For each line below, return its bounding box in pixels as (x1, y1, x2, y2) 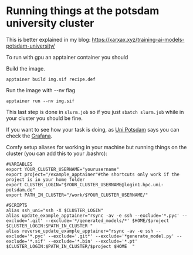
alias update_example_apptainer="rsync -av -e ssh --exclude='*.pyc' (6, 213, 180, 219)
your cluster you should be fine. (6, 115, 83, 122)
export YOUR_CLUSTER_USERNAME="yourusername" (6, 166, 119, 172)
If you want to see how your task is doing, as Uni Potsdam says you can (6, 126, 180, 133)
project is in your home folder (6, 176, 85, 183)
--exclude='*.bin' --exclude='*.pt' (48, 238, 138, 244)
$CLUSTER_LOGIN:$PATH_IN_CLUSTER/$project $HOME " (6, 243, 135, 249)
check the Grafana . (6, 132, 53, 139)
